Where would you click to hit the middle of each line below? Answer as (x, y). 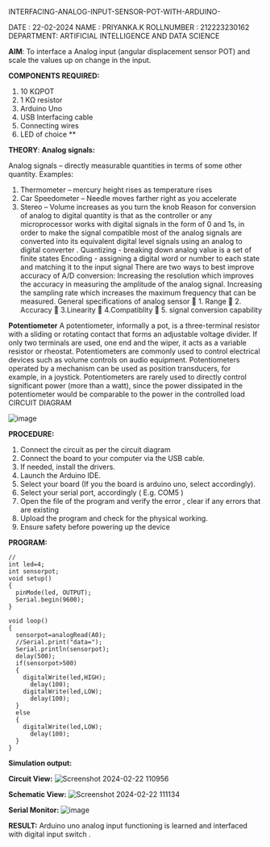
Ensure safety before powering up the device (95, 527)
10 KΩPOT (37, 91)
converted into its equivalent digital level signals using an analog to (131, 241)
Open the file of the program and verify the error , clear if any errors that (140, 501)
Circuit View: (31, 779)
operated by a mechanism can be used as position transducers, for (120, 368)
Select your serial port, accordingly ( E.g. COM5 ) (102, 493)
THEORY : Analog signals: (52, 150)
